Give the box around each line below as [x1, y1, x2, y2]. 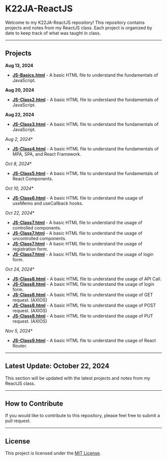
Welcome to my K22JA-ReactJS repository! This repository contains [5, 19, 145, 25]
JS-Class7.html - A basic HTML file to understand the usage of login [12, 251, 154, 257]
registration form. [12, 246, 48, 252]
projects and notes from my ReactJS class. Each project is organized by [5, 24, 153, 30]
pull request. [5, 418, 31, 424]
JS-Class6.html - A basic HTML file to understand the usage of [12, 195, 143, 201]
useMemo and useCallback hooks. [12, 200, 83, 206]
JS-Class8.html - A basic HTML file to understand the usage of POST [12, 302, 157, 308]
